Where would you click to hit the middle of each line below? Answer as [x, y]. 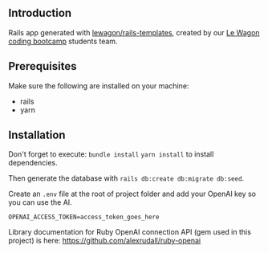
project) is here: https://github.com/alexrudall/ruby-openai [105, 241]
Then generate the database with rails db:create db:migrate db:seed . [126, 178]
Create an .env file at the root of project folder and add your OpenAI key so [132, 194]
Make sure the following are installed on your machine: [99, 86]
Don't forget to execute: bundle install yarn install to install [111, 154]
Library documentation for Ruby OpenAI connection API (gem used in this [130, 232]
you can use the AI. [40, 202]
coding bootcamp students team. [63, 41]
